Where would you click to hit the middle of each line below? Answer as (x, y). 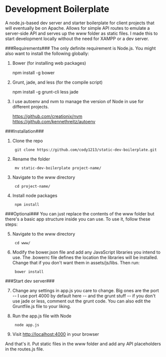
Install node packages (35, 195)
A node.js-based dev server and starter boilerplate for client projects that (80, 23)
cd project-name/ (32, 186)
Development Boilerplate (57, 9)
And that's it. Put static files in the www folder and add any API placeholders (83, 344)
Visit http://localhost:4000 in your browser (55, 334)
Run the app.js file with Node (42, 316)
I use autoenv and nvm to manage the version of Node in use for (78, 101)
